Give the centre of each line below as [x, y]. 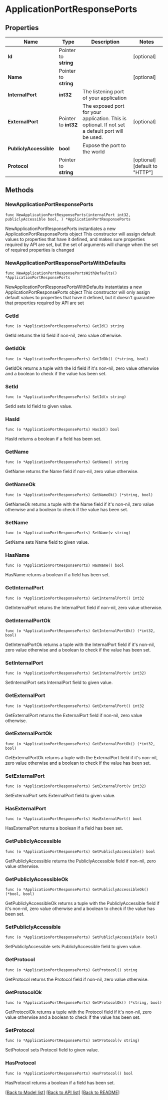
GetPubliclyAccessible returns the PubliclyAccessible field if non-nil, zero [80, 861]
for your [92, 112]
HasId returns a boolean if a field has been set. [53, 439]
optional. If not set [103, 125]
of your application [104, 98]
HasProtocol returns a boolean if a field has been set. [60, 1082]
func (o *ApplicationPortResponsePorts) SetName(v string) [68, 533]
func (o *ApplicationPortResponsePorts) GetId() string [64, 326]
